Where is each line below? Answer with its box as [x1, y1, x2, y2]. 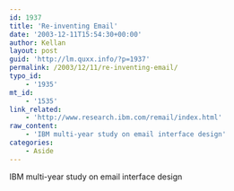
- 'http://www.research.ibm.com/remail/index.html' [25, 113, 222, 122]
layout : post [9, 47, 58, 56]
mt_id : [9, 88, 34, 97]
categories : [9, 138, 54, 147]
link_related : [9, 105, 63, 114]
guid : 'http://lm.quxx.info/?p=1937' [9, 55, 151, 64]
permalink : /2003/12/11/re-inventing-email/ [9, 64, 178, 73]
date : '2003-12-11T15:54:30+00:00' [9, 30, 143, 39]
